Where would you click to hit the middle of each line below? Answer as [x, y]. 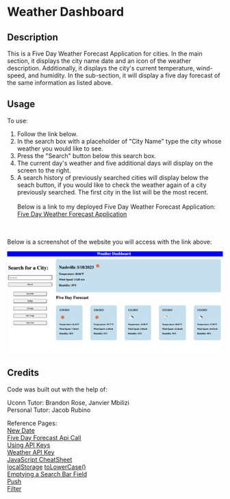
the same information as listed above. [60, 82]
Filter [14, 488]
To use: [18, 120]
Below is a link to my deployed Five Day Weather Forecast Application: [116, 207]
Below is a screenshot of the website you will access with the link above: [110, 242]
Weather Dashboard [66, 12]
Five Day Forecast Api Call [44, 437]
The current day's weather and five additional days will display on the [115, 163]
